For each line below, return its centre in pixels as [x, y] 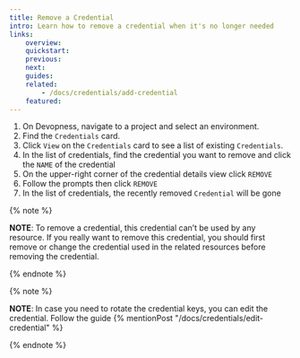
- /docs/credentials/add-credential [110, 92]
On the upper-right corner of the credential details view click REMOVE [147, 174]
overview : [44, 43]
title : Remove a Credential [62, 17]
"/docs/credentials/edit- [219, 319]
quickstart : [47, 51]
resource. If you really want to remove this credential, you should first [137, 238]
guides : [39, 76]
